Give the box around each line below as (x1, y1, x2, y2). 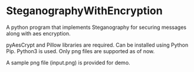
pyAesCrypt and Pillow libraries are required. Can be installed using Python (6, 41, 189, 48)
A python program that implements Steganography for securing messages (6, 24, 187, 31)
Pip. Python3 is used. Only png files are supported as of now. (6, 47, 155, 54)
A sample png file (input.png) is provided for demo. (6, 59, 131, 66)
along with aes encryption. (6, 30, 71, 37)
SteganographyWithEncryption (6, 4, 163, 18)
